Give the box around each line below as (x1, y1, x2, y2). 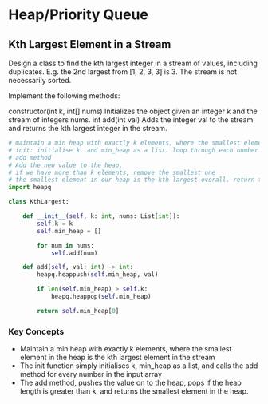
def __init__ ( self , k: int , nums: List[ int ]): (22, 212, 180, 220)
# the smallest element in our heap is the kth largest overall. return (8, 176, 255, 184)
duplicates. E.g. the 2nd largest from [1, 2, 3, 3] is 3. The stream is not (8, 67, 238, 77)
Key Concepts (8, 326, 65, 337)
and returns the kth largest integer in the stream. (8, 124, 167, 133)
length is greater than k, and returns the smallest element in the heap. (19, 386, 249, 396)
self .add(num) (50, 249, 98, 257)
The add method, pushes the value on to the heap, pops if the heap (19, 378, 242, 388)
